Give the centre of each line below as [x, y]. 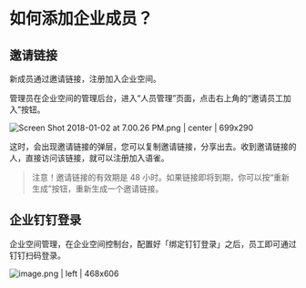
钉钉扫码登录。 [37, 255]
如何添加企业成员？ [82, 19]
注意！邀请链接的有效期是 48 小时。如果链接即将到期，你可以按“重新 [160, 177]
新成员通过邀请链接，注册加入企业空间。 [85, 79]
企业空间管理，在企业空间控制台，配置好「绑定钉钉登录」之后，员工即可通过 [153, 243]
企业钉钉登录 [46, 220]
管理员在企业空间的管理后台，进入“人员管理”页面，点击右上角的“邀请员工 [147, 98]
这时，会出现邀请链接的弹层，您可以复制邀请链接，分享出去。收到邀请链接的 [153, 146]
